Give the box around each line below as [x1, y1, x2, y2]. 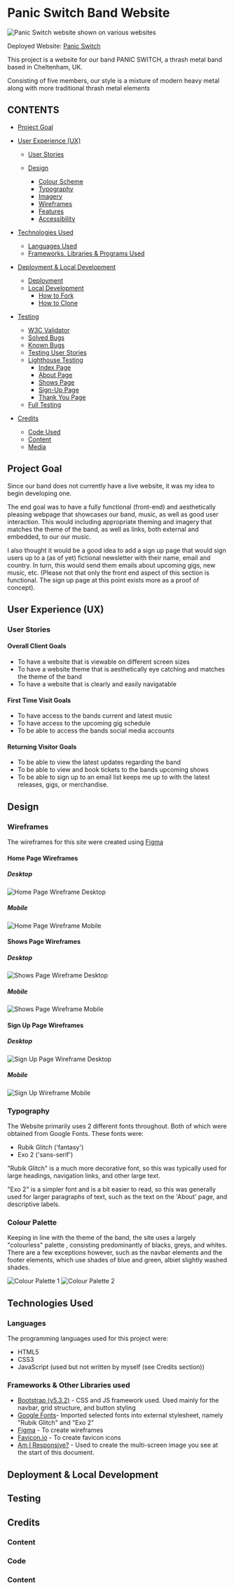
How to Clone [38, 298, 78, 307]
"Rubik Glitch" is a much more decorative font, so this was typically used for [7, 1164, 227, 1173]
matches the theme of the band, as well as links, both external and [7, 525, 199, 533]
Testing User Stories [27, 348, 88, 356]
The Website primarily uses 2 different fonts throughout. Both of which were [7, 1122, 227, 1130]
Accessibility [38, 214, 76, 222]
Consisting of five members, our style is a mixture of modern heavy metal [7, 76, 220, 85]
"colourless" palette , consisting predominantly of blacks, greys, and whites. [7, 1241, 228, 1250]
